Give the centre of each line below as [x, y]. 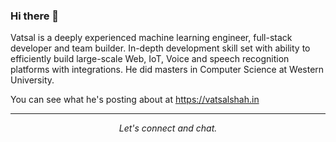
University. [32, 80]
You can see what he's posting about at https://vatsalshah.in [135, 100]
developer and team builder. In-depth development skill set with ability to [160, 48]
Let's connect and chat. [168, 128]
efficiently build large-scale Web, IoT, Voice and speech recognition [150, 59]
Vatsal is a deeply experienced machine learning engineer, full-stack [151, 38]
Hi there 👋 [35, 16]
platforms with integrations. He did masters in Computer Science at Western [167, 70]
